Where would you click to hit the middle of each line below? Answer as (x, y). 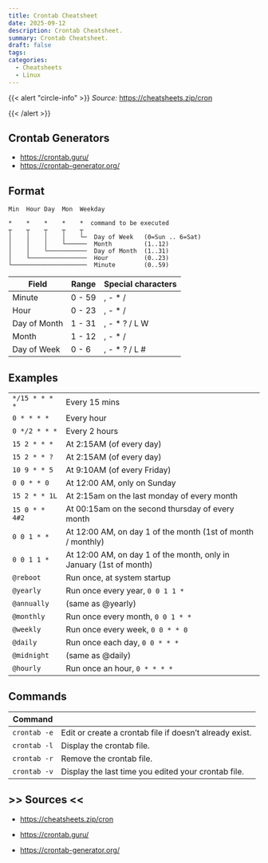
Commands (38, 697)
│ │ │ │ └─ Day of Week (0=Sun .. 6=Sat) (105, 237)
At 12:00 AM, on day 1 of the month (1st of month (160, 532)
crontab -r (33, 758)
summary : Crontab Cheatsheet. (59, 38)
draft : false (30, 45)
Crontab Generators (59, 138)
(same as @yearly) (101, 604)
